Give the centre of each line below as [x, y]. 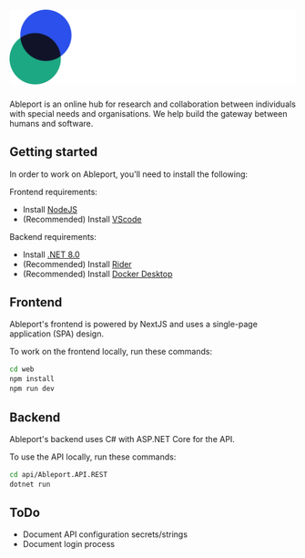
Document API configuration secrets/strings [105, 534]
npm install [32, 379]
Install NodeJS [50, 209]
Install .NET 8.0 [51, 254]
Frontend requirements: [54, 191]
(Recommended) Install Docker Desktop [97, 274]
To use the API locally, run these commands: [93, 457]
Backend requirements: [53, 236]
